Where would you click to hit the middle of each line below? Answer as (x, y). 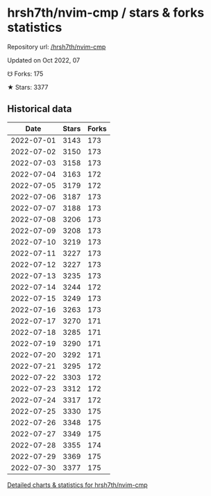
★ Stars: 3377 (28, 87)
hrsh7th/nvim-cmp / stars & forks (106, 13)
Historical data (40, 109)
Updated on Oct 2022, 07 (44, 60)
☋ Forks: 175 (25, 74)
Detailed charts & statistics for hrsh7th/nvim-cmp (77, 485)
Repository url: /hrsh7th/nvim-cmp (57, 47)
